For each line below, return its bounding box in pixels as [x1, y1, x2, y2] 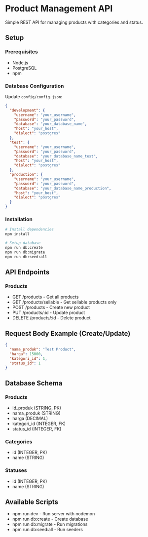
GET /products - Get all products [12, 294, 79, 300]
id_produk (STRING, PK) [12, 405, 62, 411]
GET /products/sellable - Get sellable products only [12, 299, 117, 305]
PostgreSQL [12, 65, 37, 71]
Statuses [5, 467, 27, 474]
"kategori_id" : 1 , [9, 356, 48, 361]
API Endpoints [5, 268, 50, 276]
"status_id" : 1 [9, 361, 41, 366]
